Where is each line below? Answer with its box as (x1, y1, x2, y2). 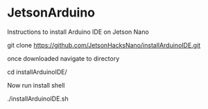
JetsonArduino (7, 5, 96, 21)
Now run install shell (7, 81, 65, 89)
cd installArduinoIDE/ (7, 68, 67, 76)
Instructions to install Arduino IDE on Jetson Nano (7, 28, 149, 36)
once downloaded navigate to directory (7, 54, 120, 63)
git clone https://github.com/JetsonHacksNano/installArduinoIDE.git (7, 41, 201, 49)
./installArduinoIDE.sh (7, 95, 69, 103)
